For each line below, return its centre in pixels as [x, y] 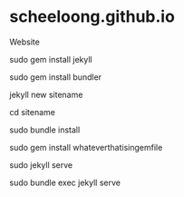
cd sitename [33, 112]
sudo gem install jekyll [51, 59]
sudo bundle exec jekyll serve [65, 182]
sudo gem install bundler [56, 77]
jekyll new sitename [46, 94]
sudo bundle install [45, 130]
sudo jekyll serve [41, 164]
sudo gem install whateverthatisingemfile [86, 147]
